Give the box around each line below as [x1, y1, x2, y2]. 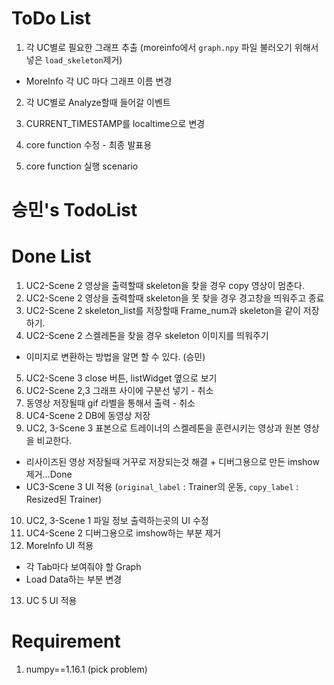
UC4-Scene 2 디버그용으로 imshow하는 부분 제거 [25, 527, 222, 539]
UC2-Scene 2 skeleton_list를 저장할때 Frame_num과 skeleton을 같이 [25, 305, 301, 317]
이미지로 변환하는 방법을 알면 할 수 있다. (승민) [25, 351, 206, 363]
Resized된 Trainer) [25, 493, 103, 506]
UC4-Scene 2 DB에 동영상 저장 [25, 410, 151, 422]
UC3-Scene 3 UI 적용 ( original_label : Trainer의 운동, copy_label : [25, 481, 299, 493]
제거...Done [25, 468, 73, 481]
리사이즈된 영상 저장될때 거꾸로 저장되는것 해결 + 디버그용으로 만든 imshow [25, 456, 320, 468]
